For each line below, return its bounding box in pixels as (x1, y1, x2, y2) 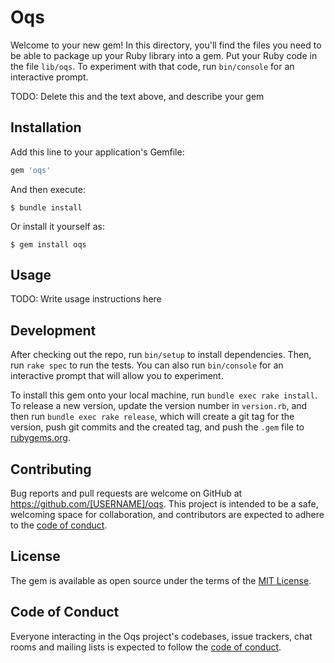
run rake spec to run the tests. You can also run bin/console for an (10, 359, 284, 371)
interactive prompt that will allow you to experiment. (10, 370, 224, 382)
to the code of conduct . (10, 519, 108, 531)
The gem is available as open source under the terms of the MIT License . (10, 574, 312, 586)
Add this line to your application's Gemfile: (10, 146, 185, 158)
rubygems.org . (10, 432, 71, 444)
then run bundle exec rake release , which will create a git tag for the (10, 411, 295, 423)
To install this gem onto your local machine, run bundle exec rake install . (10, 389, 318, 401)
